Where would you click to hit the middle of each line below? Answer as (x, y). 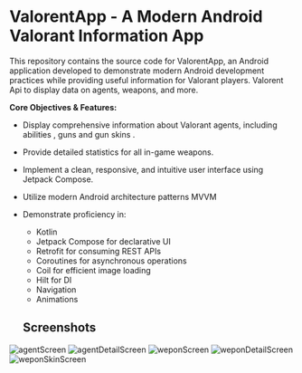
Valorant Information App (107, 36)
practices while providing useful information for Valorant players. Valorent (146, 80)
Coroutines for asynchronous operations (111, 261)
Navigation (56, 289)
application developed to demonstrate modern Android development (137, 71)
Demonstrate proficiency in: (74, 214)
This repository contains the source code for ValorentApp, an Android (139, 61)
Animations (57, 299)
